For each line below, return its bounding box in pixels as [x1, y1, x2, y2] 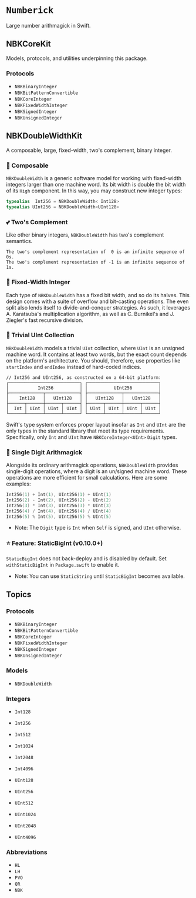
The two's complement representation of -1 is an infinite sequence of [6, 260, 185, 265]
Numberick [6, 5, 54, 16]
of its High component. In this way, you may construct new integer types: [6, 187, 183, 194]
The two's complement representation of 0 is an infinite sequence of [6, 249, 185, 255]
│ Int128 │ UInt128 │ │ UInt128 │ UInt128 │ [6, 395, 161, 401]
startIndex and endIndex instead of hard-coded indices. [6, 363, 142, 370]
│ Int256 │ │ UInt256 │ [6, 385, 161, 391]
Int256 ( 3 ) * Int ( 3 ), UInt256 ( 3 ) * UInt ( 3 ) [6, 503, 111, 508]
